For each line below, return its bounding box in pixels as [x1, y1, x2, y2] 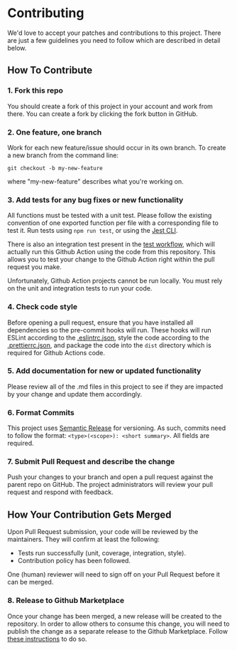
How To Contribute [7, 64, 93, 76]
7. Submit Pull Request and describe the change [7, 457, 175, 467]
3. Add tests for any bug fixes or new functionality [7, 194, 184, 204]
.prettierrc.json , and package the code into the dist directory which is [7, 340, 211, 350]
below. [7, 43, 27, 52]
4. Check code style [7, 302, 78, 312]
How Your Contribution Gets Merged [7, 508, 172, 520]
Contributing [7, 5, 84, 21]
